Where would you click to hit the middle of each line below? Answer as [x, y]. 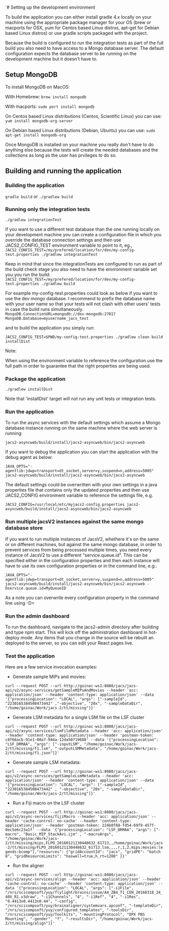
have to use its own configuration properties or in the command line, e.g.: [81, 566]
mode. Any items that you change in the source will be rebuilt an [87, 637]
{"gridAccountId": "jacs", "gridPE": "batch [113, 852]
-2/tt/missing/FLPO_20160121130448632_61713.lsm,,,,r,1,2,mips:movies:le [84, 848]
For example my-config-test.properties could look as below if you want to [81, 293]
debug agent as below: [29, 457]
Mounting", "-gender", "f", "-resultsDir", [52, 919]
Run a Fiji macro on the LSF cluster [49, 803]
